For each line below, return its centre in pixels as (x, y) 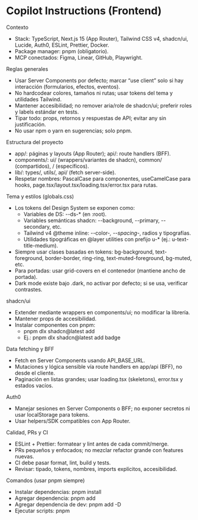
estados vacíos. (34, 385)
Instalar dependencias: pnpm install (58, 492)
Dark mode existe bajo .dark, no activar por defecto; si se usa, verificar (101, 283)
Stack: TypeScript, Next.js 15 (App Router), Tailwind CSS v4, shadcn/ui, (101, 38)
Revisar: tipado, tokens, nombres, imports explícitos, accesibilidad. (96, 469)
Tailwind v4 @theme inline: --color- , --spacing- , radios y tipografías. (107, 233)
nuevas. (24, 456)
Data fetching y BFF (30, 349)
